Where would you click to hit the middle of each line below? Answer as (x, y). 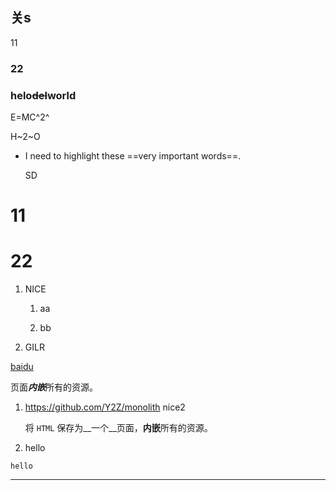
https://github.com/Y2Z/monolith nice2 (105, 407)
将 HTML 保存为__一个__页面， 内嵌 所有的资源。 (118, 428)
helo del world (43, 95)
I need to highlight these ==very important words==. (133, 156)
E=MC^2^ (30, 117)
